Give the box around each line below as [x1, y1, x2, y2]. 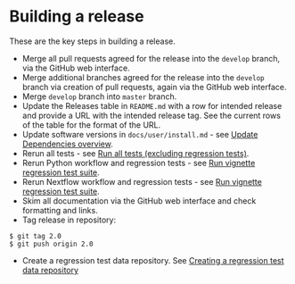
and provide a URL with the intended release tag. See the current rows [21, 110, 281, 121]
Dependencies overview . [21, 138, 113, 149]
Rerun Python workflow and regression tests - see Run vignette [21, 157, 256, 168]
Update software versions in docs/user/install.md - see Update [21, 129, 258, 139]
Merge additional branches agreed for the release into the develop [21, 71, 265, 82]
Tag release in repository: [21, 214, 117, 225]
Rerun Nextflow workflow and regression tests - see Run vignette [21, 176, 263, 187]
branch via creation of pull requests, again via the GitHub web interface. [21, 81, 287, 92]
